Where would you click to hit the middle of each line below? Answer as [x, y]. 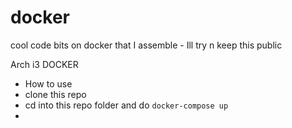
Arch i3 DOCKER [44, 64]
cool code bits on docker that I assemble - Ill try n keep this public [146, 45]
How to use [48, 83]
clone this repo [55, 94]
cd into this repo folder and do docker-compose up [126, 105]
